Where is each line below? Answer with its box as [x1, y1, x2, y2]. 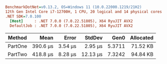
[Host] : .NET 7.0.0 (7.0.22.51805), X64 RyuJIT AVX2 [9, 18, 133, 23]
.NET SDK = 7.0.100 [5, 13, 41, 19]
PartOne [7, 43, 27, 50]
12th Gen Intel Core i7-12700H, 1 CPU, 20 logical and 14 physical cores [5, 9, 162, 14]
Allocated [129, 34, 154, 41]
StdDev [84, 34, 103, 41]
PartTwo [7, 51, 27, 58]
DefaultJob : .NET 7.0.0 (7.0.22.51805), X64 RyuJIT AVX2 [9, 23, 133, 28]
